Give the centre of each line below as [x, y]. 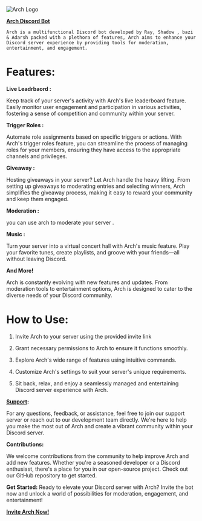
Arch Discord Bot [28, 21]
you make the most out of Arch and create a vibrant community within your [100, 426]
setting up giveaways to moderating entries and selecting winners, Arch [96, 186]
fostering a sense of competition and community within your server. [91, 113]
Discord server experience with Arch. [61, 390]
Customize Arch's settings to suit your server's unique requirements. [101, 371]
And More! [20, 270]
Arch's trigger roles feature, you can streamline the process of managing [97, 143]
